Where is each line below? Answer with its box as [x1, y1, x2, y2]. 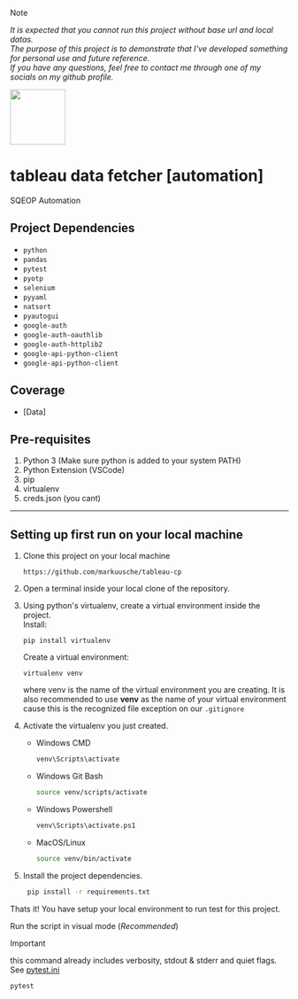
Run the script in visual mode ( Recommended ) [10, 920, 180, 931]
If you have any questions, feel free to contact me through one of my [10, 62, 262, 73]
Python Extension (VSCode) [22, 465, 126, 476]
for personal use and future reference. [10, 53, 150, 63]
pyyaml [22, 292, 48, 302]
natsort [22, 302, 51, 311]
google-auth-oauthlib [22, 330, 103, 339]
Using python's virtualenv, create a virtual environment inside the [22, 600, 261, 611]
